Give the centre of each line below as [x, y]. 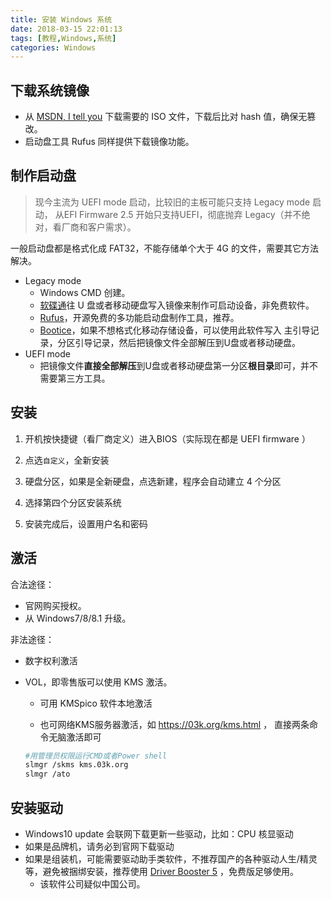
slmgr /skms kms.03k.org [76, 765]
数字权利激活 [51, 660]
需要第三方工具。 [75, 378]
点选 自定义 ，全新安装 [67, 460]
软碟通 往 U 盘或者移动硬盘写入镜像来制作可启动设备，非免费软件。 [177, 305]
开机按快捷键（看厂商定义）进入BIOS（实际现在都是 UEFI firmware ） [167, 438]
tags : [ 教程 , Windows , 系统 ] [63, 38]
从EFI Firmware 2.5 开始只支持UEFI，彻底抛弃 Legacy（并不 [178, 214]
